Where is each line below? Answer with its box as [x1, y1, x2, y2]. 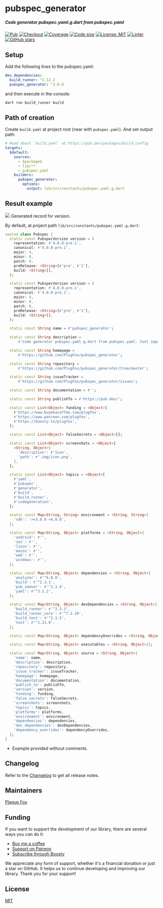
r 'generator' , [14, 486, 42, 491]
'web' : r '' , [14, 553, 38, 558]
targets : [5, 146, 23, 150]
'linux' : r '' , [14, 544, 42, 549]
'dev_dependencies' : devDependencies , [14, 723, 92, 728]
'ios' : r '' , [14, 539, 38, 544]
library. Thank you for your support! [5, 871, 76, 876]
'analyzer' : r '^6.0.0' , [14, 575, 62, 580]
